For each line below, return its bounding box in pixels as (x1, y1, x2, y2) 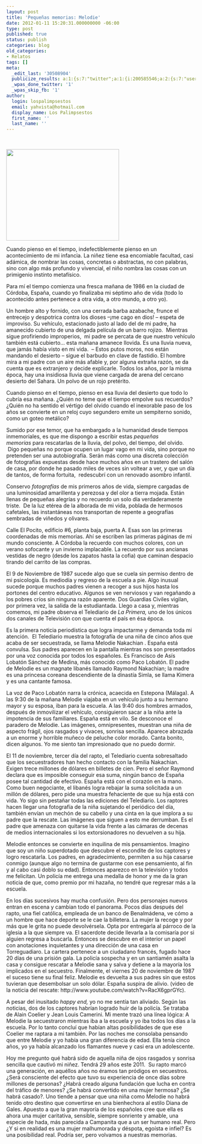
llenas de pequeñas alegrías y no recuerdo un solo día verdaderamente (6, 496, 183, 503)
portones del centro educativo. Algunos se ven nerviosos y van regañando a (6, 589, 195, 596)
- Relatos (6, 54, 31, 60)
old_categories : (6, 48, 47, 54)
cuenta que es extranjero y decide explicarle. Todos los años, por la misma (6, 365, 192, 372)
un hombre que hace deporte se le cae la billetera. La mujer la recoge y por (6, 916, 193, 924)
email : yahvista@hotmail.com (11, 104, 85, 110)
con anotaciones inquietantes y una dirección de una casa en (6, 942, 158, 949)
